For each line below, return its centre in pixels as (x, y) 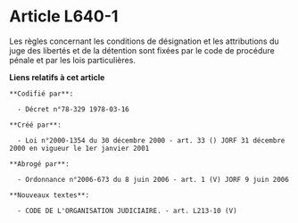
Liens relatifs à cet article (57, 77)
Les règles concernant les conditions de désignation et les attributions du (144, 41)
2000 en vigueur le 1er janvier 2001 (79, 148)
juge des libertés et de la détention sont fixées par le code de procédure (142, 50)
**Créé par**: (36, 125)
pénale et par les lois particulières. (73, 60)
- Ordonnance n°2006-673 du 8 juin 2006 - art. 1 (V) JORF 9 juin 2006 (153, 179)
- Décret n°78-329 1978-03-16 (73, 109)
